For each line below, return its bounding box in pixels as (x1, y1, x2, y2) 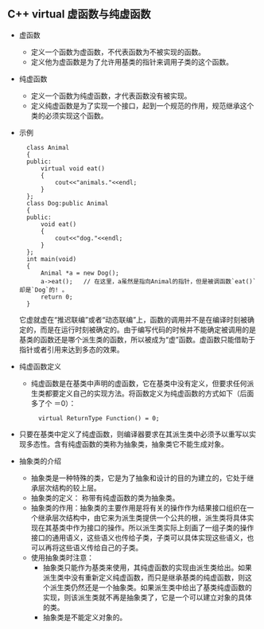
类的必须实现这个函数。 (30, 111, 108, 120)
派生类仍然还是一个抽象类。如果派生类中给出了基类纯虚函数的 (49, 582, 252, 592)
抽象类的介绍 (18, 456, 61, 466)
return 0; (40, 293, 73, 301)
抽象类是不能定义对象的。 (42, 612, 127, 622)
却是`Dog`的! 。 (18, 286, 68, 294)
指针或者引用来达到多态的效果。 (18, 345, 124, 354)
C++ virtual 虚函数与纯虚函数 (7, 7, 151, 21)
